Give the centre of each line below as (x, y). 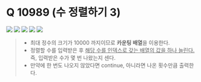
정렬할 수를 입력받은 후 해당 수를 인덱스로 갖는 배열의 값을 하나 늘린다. (112, 50)
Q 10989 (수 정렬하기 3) (64, 12)
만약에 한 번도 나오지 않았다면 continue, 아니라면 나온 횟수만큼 (104, 65)
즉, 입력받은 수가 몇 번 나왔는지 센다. (73, 57)
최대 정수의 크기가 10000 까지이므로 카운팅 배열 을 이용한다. (100, 42)
